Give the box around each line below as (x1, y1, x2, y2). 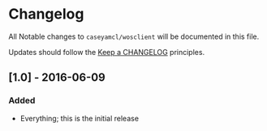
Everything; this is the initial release (19, 113, 140, 123)
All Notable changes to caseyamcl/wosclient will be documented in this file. (8, 32, 260, 41)
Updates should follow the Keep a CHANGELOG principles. (8, 47, 205, 57)
